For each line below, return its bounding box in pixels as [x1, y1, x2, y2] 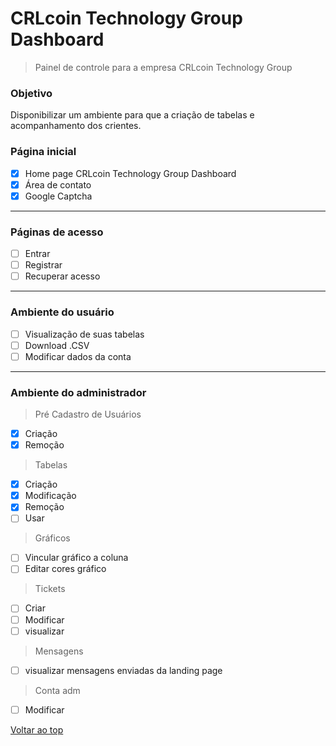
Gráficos [34, 532, 71, 544]
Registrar [24, 259, 63, 271]
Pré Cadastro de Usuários [34, 408, 142, 420]
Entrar [24, 248, 51, 260]
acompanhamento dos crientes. [10, 120, 142, 132]
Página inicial [10, 145, 77, 159]
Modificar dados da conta [24, 350, 132, 362]
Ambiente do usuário [10, 305, 115, 319]
